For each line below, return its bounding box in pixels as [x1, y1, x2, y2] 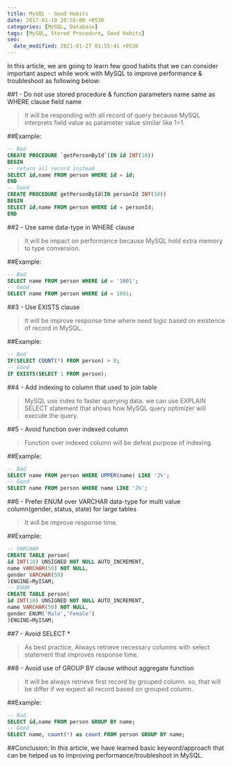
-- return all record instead [7, 165, 95, 172]
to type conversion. [24, 243, 80, 252]
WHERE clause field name [7, 98, 82, 105]
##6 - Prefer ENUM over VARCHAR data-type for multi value [7, 497, 181, 506]
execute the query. [24, 411, 79, 419]
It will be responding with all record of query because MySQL [24, 111, 201, 119]
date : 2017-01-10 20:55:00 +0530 [7, 17, 105, 24]
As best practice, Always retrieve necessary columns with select [24, 643, 210, 651]
